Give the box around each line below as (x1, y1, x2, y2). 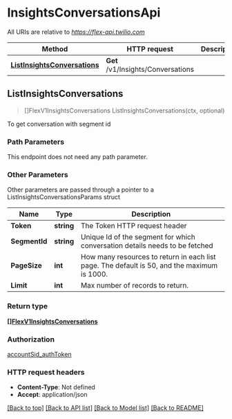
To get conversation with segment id (7, 120, 111, 128)
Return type (7, 301, 48, 311)
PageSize (10, 261, 43, 270)
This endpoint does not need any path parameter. (7, 153, 148, 161)
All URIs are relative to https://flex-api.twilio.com (7, 28, 145, 36)
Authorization (7, 334, 55, 344)
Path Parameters (7, 137, 64, 147)
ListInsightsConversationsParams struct (7, 193, 121, 201)
